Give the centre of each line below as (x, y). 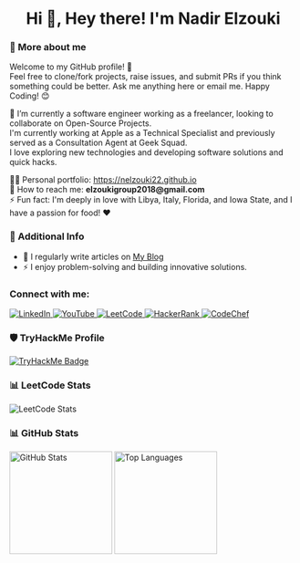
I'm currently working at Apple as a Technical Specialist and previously (142, 133)
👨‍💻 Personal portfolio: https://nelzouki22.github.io (103, 180)
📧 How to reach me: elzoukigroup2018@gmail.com (107, 190)
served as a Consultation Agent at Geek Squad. (98, 143)
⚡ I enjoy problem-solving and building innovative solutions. (135, 266)
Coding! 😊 (30, 96)
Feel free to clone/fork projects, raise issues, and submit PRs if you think (145, 77)
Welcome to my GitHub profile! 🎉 (71, 67)
